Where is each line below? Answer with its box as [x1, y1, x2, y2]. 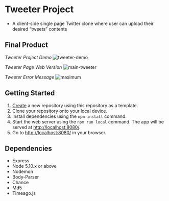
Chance [12, 180, 29, 186]
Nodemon [12, 168, 34, 174]
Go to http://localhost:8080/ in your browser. [12, 129, 107, 136]
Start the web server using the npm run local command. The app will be [12, 118, 164, 124]
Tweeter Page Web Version [5, 64, 62, 70]
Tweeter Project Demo [5, 54, 52, 60]
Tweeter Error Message [5, 74, 55, 80]
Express [12, 158, 30, 164]
